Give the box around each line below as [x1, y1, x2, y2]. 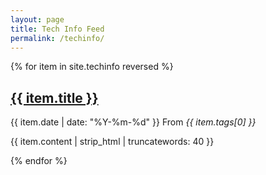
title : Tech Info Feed [10, 24, 105, 34]
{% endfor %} [10, 155, 68, 167]
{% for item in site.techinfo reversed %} [10, 61, 174, 73]
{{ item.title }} [10, 89, 99, 106]
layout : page [10, 14, 65, 25]
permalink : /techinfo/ [10, 33, 105, 43]
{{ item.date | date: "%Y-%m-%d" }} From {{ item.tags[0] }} [10, 116, 257, 128]
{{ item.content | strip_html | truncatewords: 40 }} [10, 136, 215, 148]
